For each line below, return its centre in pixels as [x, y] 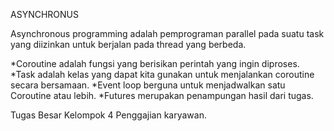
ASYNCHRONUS [44, 14]
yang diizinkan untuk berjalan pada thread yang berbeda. [128, 44]
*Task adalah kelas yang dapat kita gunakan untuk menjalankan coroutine [162, 74]
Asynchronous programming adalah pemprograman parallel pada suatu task [167, 33]
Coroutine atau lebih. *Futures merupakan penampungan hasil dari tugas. [162, 95]
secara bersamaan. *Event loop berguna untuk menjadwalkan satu [148, 85]
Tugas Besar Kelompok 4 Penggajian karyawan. [108, 115]
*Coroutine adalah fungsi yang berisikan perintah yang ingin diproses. [155, 63]
